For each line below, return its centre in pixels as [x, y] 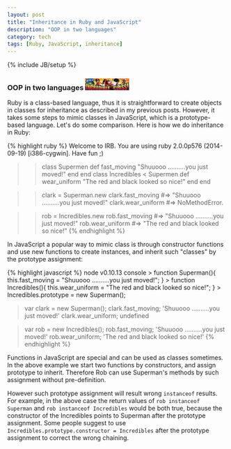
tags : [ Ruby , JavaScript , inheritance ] [65, 44]
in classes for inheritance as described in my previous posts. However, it [111, 110]
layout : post [26, 15]
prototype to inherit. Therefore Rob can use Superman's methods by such [113, 372]
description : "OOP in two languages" [62, 29]
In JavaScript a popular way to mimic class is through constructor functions [115, 245]
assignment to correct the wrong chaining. [68, 438]
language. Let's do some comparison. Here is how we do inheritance [125, 125]
